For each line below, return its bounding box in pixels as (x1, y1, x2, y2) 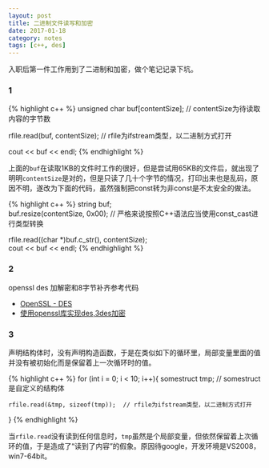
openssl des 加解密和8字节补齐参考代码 (8, 282, 139, 292)
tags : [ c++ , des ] (8, 42, 66, 50)
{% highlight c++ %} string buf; (8, 199, 112, 209)
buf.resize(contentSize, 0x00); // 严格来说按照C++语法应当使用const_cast (8, 209, 252, 218)
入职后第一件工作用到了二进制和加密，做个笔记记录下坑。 (8, 65, 198, 74)
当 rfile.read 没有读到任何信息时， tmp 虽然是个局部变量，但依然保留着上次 (8, 431, 252, 441)
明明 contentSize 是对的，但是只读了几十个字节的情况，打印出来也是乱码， (8, 174, 251, 183)
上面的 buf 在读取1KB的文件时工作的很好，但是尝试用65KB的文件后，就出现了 (8, 163, 260, 173)
